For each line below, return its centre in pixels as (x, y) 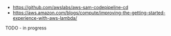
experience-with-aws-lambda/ (45, 18)
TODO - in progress (26, 28)
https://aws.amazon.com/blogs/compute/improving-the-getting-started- (89, 13)
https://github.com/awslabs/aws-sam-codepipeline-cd (70, 7)
